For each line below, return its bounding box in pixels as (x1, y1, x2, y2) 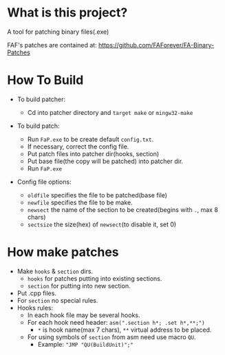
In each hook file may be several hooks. (27, 311, 140, 319)
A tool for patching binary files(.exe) (7, 28, 109, 36)
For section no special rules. (17, 296, 98, 304)
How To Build (7, 72, 84, 88)
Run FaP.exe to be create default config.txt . (27, 135, 153, 143)
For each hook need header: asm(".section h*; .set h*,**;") (27, 318, 205, 326)
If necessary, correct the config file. (27, 142, 129, 151)
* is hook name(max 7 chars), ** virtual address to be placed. (37, 325, 212, 334)
